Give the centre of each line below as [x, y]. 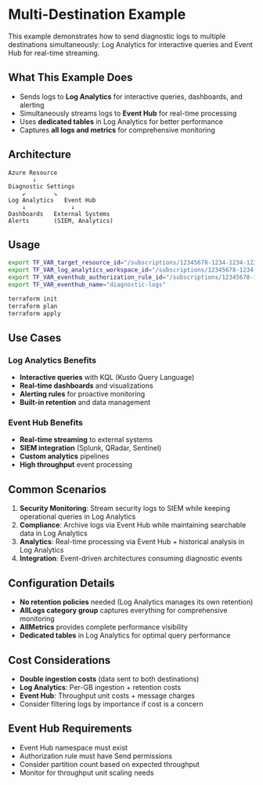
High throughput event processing [76, 465]
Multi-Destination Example [97, 15]
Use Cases [35, 338]
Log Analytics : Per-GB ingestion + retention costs [100, 687]
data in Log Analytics [53, 533]
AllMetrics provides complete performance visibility [104, 627]
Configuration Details [61, 583]
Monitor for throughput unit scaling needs [86, 772]
